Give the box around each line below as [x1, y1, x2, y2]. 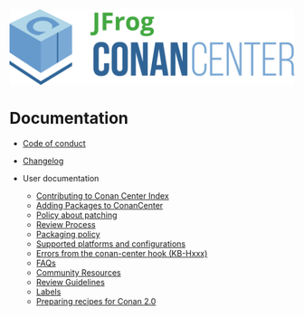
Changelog [22, 155, 64, 166]
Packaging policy [35, 228, 101, 239]
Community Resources [35, 266, 121, 278]
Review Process [35, 218, 97, 229]
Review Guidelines [35, 276, 106, 287]
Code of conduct [22, 137, 86, 148]
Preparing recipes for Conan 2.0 [35, 295, 157, 306]
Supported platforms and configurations [35, 238, 186, 249]
